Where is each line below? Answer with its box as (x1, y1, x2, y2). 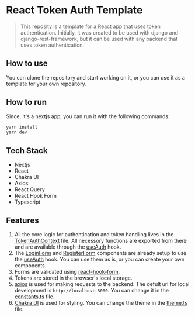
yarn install (6, 124, 38, 130)
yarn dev (6, 129, 27, 135)
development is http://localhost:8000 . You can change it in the (14, 287, 169, 294)
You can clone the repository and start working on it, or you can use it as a (6, 74, 186, 81)
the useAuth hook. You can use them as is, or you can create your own (14, 256, 185, 263)
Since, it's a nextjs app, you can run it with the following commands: (6, 112, 170, 120)
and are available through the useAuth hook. (14, 243, 121, 250)
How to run (6, 97, 47, 107)
